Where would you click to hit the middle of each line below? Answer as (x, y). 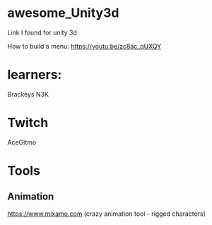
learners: (35, 75)
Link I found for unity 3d (42, 32)
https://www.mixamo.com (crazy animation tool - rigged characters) (107, 214)
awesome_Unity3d (63, 13)
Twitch (28, 123)
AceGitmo (22, 142)
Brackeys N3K (28, 94)
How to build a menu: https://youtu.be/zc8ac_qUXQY (84, 46)
